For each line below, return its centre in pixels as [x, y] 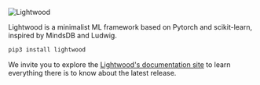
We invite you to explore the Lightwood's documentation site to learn [119, 64]
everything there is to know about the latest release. [92, 73]
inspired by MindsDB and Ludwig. [63, 35]
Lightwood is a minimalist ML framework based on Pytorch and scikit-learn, [130, 27]
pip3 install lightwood [47, 50]
